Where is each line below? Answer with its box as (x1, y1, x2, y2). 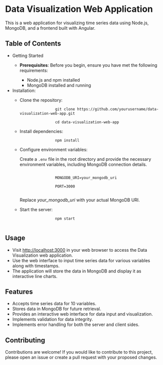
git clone (55, 106, 75, 112)
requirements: (19, 67, 48, 73)
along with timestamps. (12, 263, 60, 269)
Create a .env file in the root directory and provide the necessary (19, 156, 152, 162)
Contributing (5, 336, 45, 344)
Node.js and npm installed (27, 77, 80, 83)
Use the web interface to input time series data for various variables (12, 257, 150, 263)
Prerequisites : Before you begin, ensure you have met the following (19, 62, 158, 68)
